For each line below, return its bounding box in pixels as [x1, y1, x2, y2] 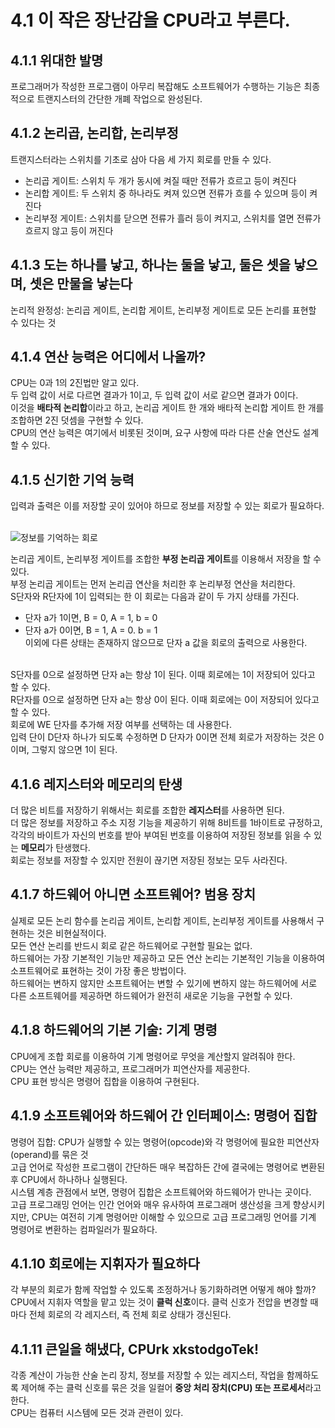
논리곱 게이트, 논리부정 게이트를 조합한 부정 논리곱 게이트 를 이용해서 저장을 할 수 [10, 553, 322, 565]
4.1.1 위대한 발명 [10, 52, 104, 69]
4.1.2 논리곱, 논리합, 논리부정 [10, 125, 179, 142]
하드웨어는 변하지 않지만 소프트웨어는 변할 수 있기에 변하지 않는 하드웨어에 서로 [10, 977, 318, 989]
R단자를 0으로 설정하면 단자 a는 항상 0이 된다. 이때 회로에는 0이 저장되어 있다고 [10, 694, 320, 706]
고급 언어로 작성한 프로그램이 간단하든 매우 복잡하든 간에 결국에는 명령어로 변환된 [10, 1161, 326, 1173]
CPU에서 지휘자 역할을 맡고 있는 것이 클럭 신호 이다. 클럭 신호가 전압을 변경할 [10, 1296, 308, 1308]
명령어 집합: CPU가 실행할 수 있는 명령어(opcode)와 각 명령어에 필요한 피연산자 [10, 1136, 320, 1148]
